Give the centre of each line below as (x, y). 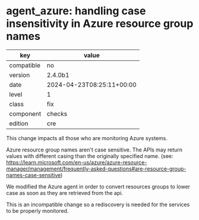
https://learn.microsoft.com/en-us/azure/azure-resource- (77, 162)
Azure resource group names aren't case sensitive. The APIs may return (94, 150)
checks (57, 113)
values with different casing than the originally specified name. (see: (90, 156)
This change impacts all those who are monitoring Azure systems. (87, 138)
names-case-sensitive (34, 175)
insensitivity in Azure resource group (100, 24)
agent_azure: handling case (76, 11)
